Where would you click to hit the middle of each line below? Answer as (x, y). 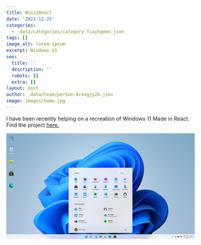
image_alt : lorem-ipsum (36, 44)
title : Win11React (29, 13)
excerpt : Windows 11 (32, 51)
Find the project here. (33, 125)
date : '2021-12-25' (31, 19)
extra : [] (24, 82)
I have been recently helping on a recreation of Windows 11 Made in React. (98, 118)
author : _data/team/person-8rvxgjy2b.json (60, 95)
